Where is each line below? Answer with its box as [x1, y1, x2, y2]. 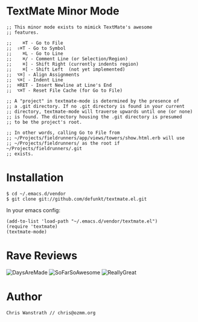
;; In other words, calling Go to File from [6, 130, 120, 136]
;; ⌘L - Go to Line [6, 50, 63, 57]
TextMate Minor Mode [6, 4, 120, 18]
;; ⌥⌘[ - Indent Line [6, 77, 63, 83]
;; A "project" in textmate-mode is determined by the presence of [6, 98, 180, 104]
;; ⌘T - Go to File [6, 40, 63, 46]
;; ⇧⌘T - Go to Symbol [6, 45, 66, 51]
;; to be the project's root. [6, 119, 83, 125]
